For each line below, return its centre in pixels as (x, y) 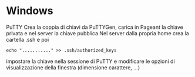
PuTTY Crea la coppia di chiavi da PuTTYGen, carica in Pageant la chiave (95, 27)
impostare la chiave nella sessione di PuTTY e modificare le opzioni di (90, 61)
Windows (30, 11)
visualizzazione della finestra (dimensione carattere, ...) (73, 67)
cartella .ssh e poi (28, 39)
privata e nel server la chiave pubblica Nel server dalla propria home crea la (97, 33)
